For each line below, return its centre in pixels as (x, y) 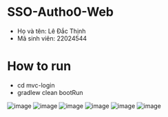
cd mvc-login (36, 85)
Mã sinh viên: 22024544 (52, 38)
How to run (39, 66)
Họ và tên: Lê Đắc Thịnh (51, 31)
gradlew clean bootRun (50, 92)
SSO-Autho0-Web (60, 12)
